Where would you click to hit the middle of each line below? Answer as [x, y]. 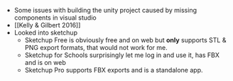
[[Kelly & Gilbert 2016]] [47, 25]
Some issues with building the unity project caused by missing [105, 10]
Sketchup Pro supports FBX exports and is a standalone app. [114, 70]
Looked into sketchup [46, 32]
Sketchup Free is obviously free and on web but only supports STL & [125, 40]
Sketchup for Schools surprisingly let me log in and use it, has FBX [122, 55]
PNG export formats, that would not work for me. [96, 48]
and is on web [45, 62]
